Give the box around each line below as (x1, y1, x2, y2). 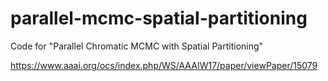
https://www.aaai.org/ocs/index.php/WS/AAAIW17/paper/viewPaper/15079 (10, 59, 318, 71)
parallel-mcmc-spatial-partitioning (10, 7, 308, 30)
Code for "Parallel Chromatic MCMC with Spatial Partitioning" (10, 40, 264, 52)
